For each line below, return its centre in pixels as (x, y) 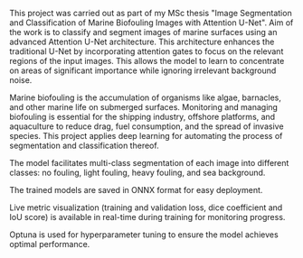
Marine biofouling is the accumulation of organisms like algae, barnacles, (146, 97)
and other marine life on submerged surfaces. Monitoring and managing (144, 107)
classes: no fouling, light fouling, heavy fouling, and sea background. (137, 172)
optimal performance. (50, 244)
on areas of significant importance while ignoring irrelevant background (143, 70)
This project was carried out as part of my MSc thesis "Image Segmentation (151, 13)
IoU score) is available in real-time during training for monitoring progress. (147, 217)
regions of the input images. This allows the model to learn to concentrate (147, 61)
